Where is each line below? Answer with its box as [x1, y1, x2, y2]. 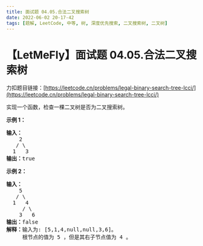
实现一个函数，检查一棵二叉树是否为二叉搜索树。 [6, 103, 128, 111]
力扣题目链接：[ [6, 84, 46, 91]
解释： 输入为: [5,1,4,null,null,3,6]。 [6, 226, 117, 233]
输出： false [6, 219, 39, 225]
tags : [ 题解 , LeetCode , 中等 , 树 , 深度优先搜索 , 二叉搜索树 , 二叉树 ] [6, 20, 168, 26]
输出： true [6, 155, 35, 162]
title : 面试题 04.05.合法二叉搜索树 [6, 8, 89, 15]
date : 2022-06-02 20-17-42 [6, 15, 74, 21]
